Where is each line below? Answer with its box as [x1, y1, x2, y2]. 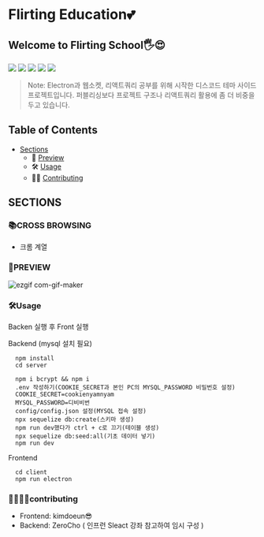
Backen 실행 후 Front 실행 [8, 322, 89, 332]
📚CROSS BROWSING [8, 220, 92, 231]
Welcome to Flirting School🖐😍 [8, 38, 165, 52]
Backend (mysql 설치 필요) [8, 339, 93, 349]
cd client [15, 468, 47, 476]
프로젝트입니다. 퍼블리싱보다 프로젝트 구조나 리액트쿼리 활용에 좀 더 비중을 [27, 91, 255, 99]
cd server [15, 361, 47, 370]
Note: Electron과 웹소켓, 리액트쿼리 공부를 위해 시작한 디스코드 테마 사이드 [27, 80, 257, 90]
